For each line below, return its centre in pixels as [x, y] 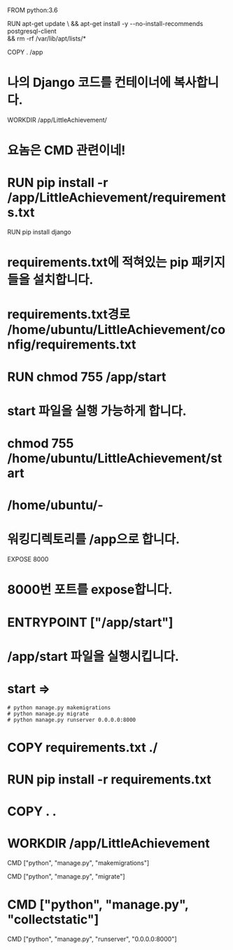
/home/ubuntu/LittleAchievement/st [115, 459]
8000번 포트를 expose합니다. [90, 590]
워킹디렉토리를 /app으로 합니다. [94, 539]
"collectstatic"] [53, 920]
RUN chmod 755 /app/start [87, 377]
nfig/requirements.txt [72, 345]
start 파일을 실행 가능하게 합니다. [97, 411]
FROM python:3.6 [33, 10]
